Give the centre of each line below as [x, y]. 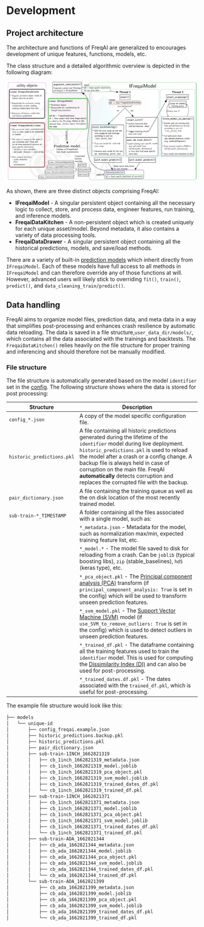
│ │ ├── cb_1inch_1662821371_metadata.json [73, 802]
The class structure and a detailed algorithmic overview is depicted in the [98, 66]
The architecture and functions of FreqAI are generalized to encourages [96, 47]
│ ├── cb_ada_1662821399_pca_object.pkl [72, 900]
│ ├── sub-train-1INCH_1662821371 [58, 796]
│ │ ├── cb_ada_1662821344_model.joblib [69, 851]
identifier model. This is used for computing [136, 658]
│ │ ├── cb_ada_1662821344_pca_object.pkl [72, 857]
